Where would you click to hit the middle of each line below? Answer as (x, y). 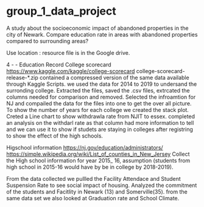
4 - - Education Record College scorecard (59, 65)
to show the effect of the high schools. (55, 136)
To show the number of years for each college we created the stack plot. (97, 110)
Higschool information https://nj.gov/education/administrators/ (85, 147)
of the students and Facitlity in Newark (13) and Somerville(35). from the (97, 191)
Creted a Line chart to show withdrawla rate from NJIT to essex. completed (101, 116)
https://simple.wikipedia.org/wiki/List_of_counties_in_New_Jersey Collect (98, 154)
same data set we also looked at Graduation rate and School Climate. (93, 198)
